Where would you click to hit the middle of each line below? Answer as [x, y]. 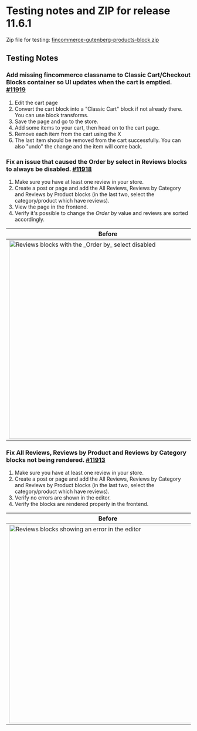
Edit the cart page [36, 102]
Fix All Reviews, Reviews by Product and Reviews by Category [96, 452]
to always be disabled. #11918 [49, 169]
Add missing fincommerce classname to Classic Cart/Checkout [98, 75]
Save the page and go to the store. [56, 121]
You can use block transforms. [52, 115]
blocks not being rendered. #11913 [56, 459]
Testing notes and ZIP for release [88, 11]
